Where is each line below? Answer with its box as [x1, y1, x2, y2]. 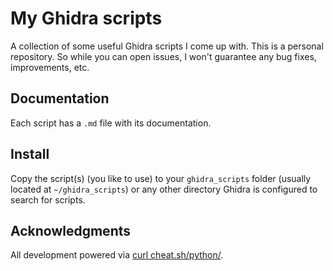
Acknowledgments [10, 222, 132, 239]
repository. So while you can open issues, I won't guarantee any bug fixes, [10, 50, 317, 62]
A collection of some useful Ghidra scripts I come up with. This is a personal [10, 40, 324, 52]
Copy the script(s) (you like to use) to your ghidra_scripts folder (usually [10, 172, 312, 184]
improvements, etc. [10, 61, 90, 73]
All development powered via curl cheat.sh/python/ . [10, 249, 224, 261]
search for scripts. [10, 193, 86, 206]
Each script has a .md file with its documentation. [10, 117, 212, 129]
